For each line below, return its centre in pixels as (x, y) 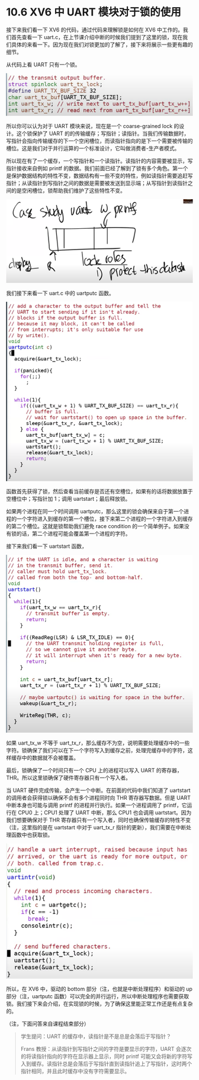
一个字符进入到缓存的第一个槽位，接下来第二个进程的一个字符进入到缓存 (105, 519)
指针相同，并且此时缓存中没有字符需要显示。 (75, 1071)
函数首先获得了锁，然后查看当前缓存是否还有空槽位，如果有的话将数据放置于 (99, 491)
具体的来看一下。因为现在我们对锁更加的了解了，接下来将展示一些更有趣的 (102, 44)
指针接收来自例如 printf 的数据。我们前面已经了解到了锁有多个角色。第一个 (97, 168)
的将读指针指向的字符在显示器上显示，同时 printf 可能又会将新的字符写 (106, 1056)
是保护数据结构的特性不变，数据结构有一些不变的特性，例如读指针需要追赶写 (99, 176)
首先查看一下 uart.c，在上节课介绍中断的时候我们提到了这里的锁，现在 (97, 37)
